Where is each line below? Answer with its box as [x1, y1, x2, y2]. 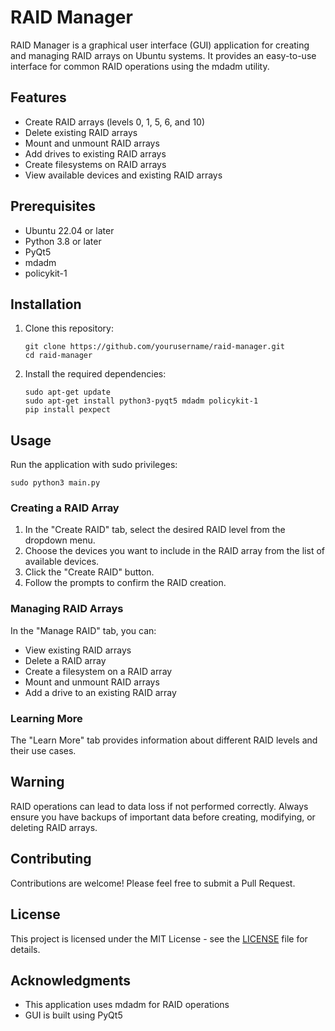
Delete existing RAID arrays [24, 126, 138, 138]
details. [10, 943, 41, 955]
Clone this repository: [24, 322, 114, 335]
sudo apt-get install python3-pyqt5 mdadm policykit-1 [24, 396, 259, 406]
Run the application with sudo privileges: [10, 459, 178, 471]
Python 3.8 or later [24, 235, 102, 247]
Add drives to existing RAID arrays [24, 147, 167, 160]
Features [10, 89, 67, 106]
